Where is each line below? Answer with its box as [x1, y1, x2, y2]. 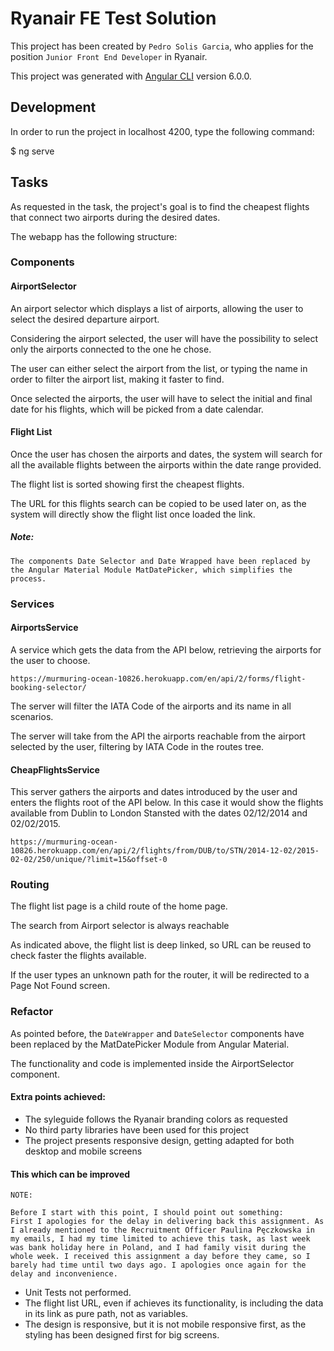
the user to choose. [10, 654, 91, 666]
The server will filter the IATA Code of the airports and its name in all [10, 700, 292, 712]
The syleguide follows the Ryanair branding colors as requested [24, 1113, 288, 1125]
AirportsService [10, 622, 79, 634]
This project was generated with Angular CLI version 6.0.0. [10, 70, 252, 82]
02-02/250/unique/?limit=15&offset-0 [10, 855, 168, 865]
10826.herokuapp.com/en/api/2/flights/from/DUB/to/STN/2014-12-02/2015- [10, 846, 320, 856]
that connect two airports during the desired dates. [10, 211, 221, 223]
